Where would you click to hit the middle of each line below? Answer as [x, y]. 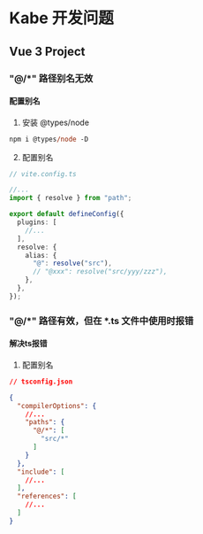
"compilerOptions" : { [57, 406]
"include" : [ [41, 472]
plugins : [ [37, 222]
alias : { [41, 255]
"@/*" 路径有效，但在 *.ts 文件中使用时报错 [101, 321]
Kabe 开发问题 [62, 18]
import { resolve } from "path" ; [71, 198]
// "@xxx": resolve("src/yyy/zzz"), [100, 272]
